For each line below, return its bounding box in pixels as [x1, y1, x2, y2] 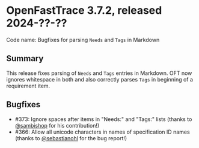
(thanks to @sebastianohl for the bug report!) [14, 134, 127, 141]
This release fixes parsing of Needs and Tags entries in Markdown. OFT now [6, 70, 192, 77]
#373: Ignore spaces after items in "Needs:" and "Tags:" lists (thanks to [14, 115, 192, 123]
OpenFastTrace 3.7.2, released [6, 4, 162, 17]
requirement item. [6, 82, 51, 89]
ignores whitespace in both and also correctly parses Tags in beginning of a [6, 75, 194, 83]
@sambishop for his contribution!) [14, 122, 100, 129]
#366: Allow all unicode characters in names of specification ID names [14, 128, 191, 135]
